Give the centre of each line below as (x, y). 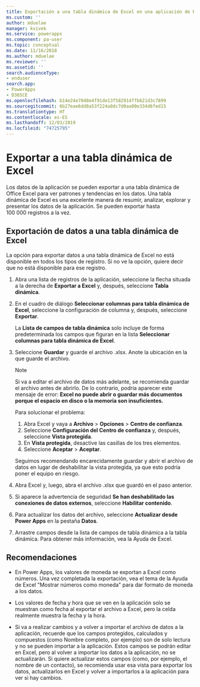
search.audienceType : (33, 73)
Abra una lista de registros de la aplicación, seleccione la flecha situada (102, 279)
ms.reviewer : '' (26, 62)
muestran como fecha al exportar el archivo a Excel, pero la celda (95, 609)
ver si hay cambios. (39, 677)
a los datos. (29, 591)
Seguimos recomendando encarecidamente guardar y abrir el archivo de (104, 461)
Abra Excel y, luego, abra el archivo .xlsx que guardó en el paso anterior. (103, 485)
